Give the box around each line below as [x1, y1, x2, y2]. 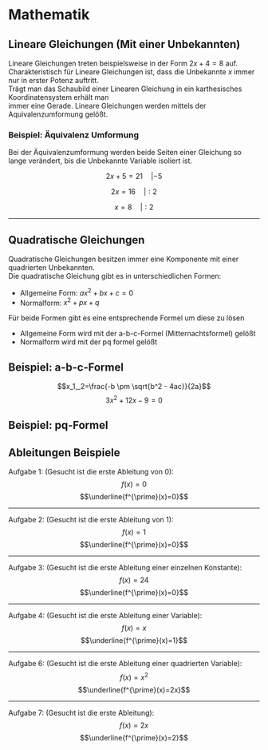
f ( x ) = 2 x [119, 720, 149, 730]
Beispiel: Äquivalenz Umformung [8, 129, 140, 141]
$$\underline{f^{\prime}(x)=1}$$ [80, 636, 188, 645]
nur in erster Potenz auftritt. [8, 76, 100, 85]
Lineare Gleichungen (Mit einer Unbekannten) [8, 38, 241, 51]
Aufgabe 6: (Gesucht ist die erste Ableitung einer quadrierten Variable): [8, 659, 242, 669]
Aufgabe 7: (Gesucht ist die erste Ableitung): [8, 708, 155, 717]
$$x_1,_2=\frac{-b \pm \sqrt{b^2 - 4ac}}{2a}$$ [57, 382, 211, 391]
